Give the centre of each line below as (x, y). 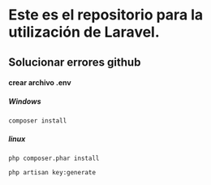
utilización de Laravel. (84, 32)
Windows (25, 101)
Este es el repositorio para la (106, 15)
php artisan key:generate (52, 173)
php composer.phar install (54, 159)
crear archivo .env (40, 83)
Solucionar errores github (75, 62)
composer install (38, 121)
